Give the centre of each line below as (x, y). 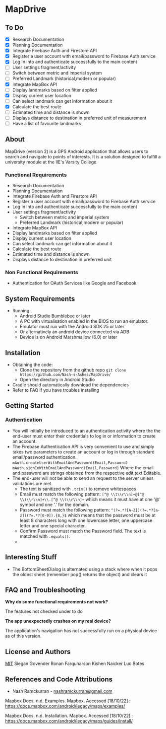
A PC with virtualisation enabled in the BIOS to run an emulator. (84, 321)
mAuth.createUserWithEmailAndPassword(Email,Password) (70, 463)
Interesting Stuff (31, 557)
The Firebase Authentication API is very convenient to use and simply (83, 446)
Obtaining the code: (32, 365)
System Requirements (40, 299)
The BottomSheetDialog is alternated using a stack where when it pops (85, 569)
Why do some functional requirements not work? (56, 602)
